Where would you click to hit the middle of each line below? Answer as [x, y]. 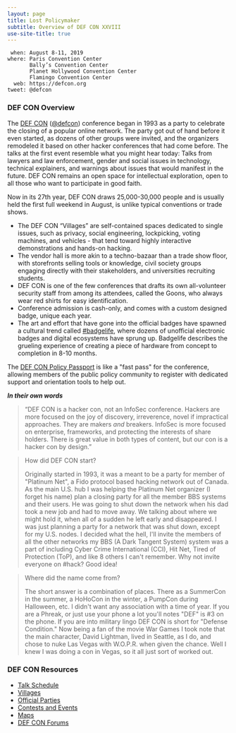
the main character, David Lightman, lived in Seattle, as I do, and [118, 636]
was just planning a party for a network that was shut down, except [122, 526]
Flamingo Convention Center [70, 78]
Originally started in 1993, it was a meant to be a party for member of [125, 474]
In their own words [35, 395]
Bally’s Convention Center [69, 65]
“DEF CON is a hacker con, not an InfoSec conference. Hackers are [122, 409]
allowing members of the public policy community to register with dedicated [118, 374]
